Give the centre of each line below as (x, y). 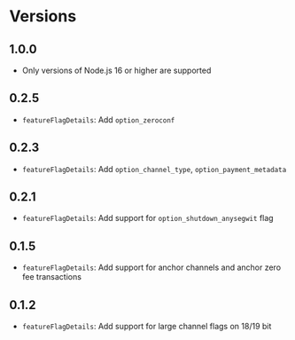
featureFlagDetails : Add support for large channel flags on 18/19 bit (147, 327)
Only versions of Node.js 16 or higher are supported (116, 70)
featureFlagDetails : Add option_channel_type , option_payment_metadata (154, 169)
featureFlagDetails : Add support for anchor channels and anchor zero (151, 267)
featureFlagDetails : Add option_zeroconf (98, 119)
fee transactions (52, 277)
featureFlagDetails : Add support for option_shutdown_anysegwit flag (147, 218)
